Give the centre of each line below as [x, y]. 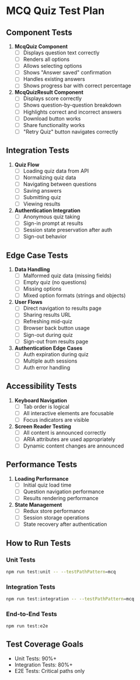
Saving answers [42, 190]
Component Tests [39, 33]
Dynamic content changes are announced [73, 446]
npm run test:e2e [27, 626]
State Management [38, 505]
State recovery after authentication [65, 524]
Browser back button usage [57, 328]
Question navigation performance [64, 491]
